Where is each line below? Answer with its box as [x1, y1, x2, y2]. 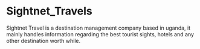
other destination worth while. [6, 37, 81, 44]
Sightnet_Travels [6, 4, 92, 18]
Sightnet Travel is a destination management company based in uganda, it [6, 24, 191, 31]
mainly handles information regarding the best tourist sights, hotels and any [6, 30, 195, 38]
